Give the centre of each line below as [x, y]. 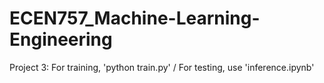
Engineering [61, 39]
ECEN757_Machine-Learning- [135, 18]
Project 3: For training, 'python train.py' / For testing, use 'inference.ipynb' [162, 67]
